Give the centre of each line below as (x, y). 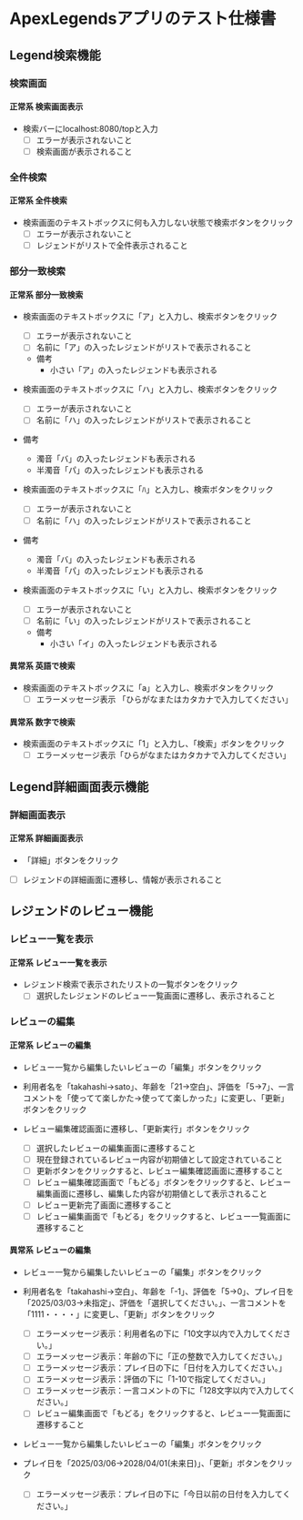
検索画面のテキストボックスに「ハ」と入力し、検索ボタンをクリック (150, 390)
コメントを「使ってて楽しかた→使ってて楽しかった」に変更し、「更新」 (156, 1098)
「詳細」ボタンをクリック (71, 860)
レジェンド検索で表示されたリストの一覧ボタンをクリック (130, 985)
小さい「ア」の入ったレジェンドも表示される (134, 370)
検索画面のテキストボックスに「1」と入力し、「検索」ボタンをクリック (153, 744)
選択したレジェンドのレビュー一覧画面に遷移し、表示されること (156, 996)
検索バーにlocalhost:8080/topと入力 (91, 128)
